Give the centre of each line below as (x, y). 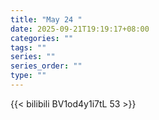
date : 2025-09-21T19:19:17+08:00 (80, 29)
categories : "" (42, 38)
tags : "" (28, 47)
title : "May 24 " (46, 19)
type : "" (28, 76)
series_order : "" (46, 66)
